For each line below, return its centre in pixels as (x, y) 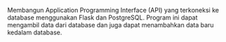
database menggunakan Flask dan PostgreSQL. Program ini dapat (102, 17)
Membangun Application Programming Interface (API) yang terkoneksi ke (113, 10)
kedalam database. (35, 32)
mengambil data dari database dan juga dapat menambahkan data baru (111, 25)
